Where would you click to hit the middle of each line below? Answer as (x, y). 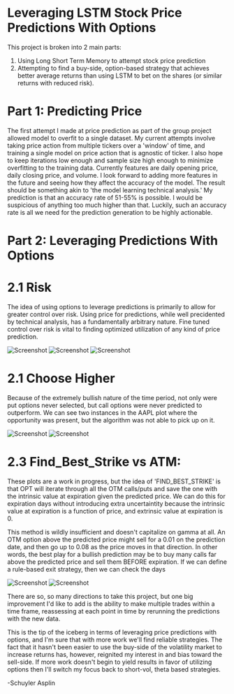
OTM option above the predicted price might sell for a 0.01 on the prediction (116, 539)
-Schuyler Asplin (31, 683)
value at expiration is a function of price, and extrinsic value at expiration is (115, 511)
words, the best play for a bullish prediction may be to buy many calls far (112, 554)
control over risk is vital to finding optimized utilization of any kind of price (114, 329)
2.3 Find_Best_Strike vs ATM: (94, 462)
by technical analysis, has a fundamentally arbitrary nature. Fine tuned (109, 322)
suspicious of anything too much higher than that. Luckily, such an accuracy (117, 205)
